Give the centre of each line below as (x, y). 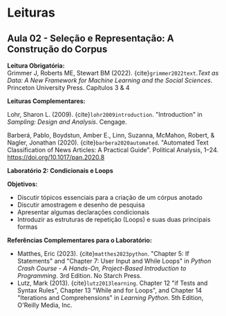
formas (27, 227)
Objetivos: (22, 184)
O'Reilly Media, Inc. (45, 305)
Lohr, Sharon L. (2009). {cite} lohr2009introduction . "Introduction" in (105, 114)
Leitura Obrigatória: (36, 66)
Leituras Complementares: (46, 101)
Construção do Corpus (57, 49)
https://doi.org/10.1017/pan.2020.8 (56, 157)
